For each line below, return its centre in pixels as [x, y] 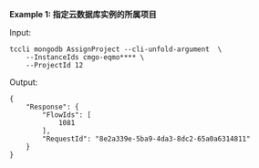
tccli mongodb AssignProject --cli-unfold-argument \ [116, 49]
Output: [24, 82]
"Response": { [52, 107]
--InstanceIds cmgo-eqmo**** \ [85, 58]
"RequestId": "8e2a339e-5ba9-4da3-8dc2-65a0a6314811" [146, 139]
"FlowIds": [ [67, 115]
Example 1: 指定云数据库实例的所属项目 [83, 14]
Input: [21, 32]
